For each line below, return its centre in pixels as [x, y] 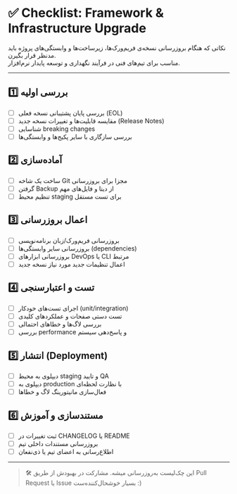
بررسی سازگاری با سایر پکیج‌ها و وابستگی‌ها [75, 137]
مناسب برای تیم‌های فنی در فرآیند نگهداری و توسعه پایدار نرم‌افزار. [94, 63]
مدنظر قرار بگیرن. [32, 55]
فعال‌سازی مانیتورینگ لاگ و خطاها [62, 392]
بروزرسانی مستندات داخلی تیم [58, 444]
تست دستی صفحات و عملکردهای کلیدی [70, 316]
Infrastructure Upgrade [77, 28]
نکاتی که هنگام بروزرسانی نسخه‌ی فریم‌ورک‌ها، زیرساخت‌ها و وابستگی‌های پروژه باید [117, 48]
